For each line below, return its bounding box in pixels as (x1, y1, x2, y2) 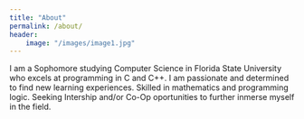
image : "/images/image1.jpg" (25, 38, 136, 48)
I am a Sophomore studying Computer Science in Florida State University (9, 63, 282, 74)
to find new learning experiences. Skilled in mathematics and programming (9, 82, 289, 93)
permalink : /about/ (9, 22, 83, 31)
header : (9, 30, 39, 39)
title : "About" (9, 13, 67, 23)
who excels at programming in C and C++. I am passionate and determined (9, 73, 290, 84)
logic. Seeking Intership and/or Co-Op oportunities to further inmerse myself (9, 92, 295, 103)
